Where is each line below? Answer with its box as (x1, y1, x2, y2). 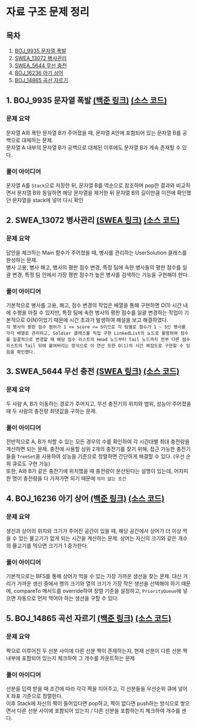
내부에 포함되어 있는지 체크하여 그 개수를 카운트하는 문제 (6, 654, 135, 662)
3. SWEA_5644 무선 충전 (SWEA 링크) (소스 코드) (6, 366, 180, 376)
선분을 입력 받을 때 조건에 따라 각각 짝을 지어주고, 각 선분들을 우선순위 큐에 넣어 (6, 685, 188, 692)
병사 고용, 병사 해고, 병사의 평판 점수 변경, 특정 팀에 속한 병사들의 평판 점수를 (6, 264, 181, 271)
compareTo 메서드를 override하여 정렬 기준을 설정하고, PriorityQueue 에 (14, 587, 182, 594)
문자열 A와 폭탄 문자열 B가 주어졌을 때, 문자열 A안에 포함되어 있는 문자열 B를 (6, 129, 181, 136)
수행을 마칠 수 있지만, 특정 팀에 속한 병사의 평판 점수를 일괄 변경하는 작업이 (12, 309, 183, 316)
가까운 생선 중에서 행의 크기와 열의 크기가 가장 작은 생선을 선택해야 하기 (16, 580, 181, 587)
